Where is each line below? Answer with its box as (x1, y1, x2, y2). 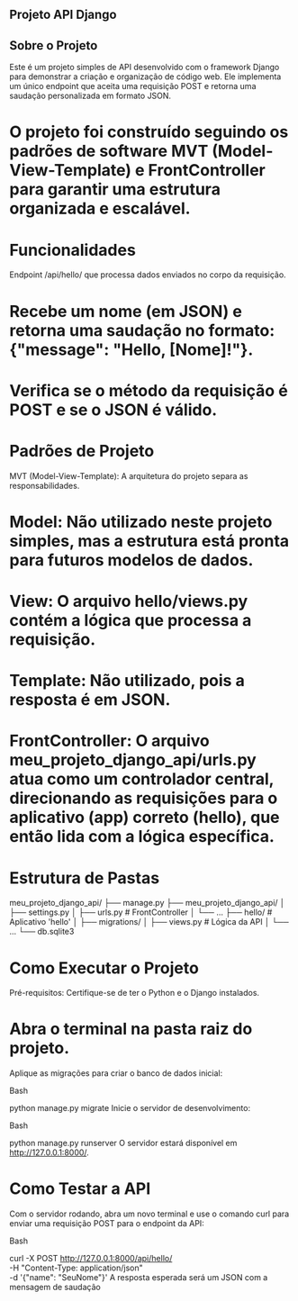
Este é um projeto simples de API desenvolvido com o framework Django (9, 62, 280, 73)
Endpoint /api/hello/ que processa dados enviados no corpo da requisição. (9, 269, 286, 280)
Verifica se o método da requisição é (9, 380, 288, 401)
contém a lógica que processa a (9, 610, 252, 631)
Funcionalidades (9, 239, 137, 260)
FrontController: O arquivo (9, 731, 210, 751)
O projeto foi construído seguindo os (9, 122, 289, 142)
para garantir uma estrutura (9, 179, 221, 200)
